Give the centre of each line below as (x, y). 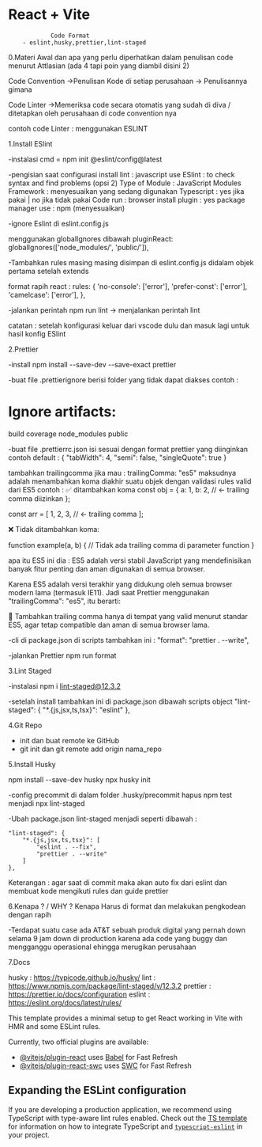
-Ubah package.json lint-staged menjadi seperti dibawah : (103, 818)
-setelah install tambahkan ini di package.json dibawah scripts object (120, 701)
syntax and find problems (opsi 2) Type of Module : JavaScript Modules (125, 183)
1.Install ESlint (30, 143)
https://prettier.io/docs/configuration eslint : (79, 994)
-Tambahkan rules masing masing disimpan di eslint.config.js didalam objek (131, 262)
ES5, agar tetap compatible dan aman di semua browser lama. (109, 625)
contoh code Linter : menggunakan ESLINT (78, 128)
